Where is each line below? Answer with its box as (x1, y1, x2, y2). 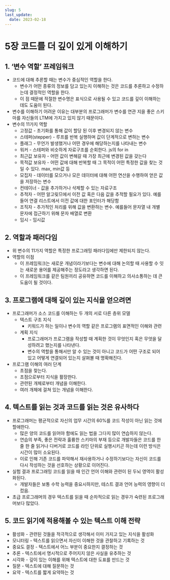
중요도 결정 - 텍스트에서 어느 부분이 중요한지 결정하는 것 (12, 543, 123, 550)
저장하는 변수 (25, 179, 51, 185)
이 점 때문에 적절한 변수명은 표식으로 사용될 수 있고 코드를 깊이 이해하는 (19, 96, 161, 102)
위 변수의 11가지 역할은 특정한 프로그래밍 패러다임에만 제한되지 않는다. (12, 247, 151, 254)
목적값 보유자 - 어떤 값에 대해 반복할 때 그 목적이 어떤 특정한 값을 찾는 (19, 159, 157, 165)
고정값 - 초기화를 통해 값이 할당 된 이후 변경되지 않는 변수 (19, 128, 133, 134)
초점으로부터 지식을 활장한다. (19, 374, 77, 380)
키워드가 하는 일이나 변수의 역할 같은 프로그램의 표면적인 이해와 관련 (27, 323, 162, 329)
